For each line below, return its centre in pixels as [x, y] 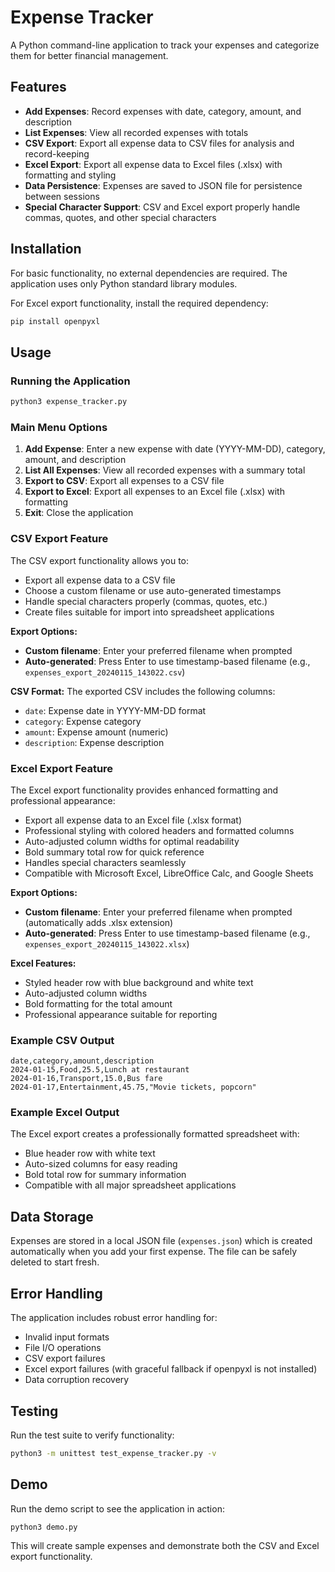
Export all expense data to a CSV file [100, 580]
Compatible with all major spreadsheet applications [130, 1185]
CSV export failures [65, 1358]
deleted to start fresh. [55, 1262]
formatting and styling [70, 175]
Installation [46, 249]
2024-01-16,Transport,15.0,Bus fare [86, 1079]
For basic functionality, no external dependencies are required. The [149, 273]
